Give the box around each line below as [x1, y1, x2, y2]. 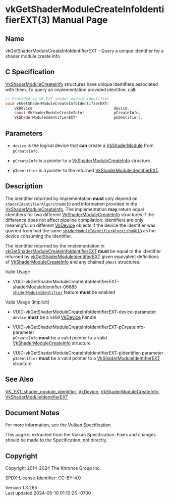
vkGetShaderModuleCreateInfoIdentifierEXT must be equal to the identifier [5, 248, 161, 254]
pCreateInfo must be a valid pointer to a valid [12, 334, 107, 340]
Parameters [5, 129, 43, 137]
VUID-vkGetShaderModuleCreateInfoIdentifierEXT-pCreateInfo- [12, 324, 146, 330]
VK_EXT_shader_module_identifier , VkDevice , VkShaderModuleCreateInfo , [5, 388, 160, 394]
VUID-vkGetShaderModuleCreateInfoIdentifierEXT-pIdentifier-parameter [12, 349, 164, 356]
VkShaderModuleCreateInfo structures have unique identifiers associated [5, 81, 158, 87]
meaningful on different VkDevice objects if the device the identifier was [5, 222, 156, 228]
